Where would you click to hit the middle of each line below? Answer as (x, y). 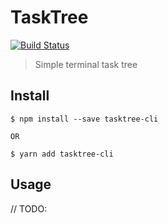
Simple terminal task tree (86, 64)
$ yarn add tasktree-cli (62, 154)
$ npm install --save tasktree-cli (84, 119)
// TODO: (29, 208)
